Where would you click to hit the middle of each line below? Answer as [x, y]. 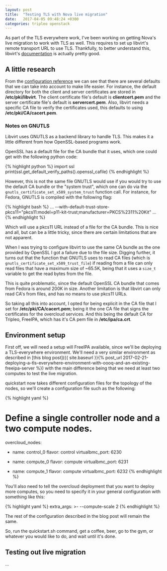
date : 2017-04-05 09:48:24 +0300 [42, 19]
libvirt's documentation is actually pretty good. [53, 54]
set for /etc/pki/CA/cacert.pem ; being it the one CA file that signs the [77, 309]
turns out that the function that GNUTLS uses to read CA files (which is [78, 258]
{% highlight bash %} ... [30, 207]
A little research [30, 69]
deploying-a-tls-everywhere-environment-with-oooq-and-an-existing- [78, 363]
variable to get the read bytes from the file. [49, 274]
